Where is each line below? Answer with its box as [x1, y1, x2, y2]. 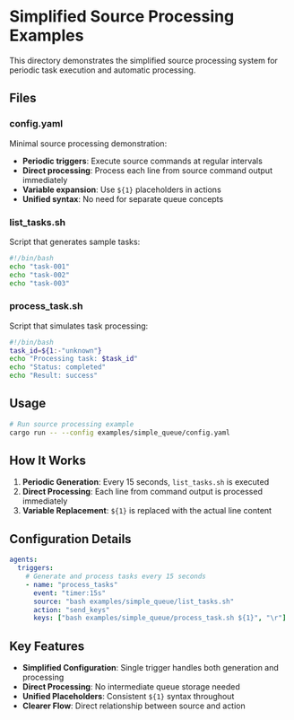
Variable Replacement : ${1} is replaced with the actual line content [22, 505, 272, 516]
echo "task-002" [9, 270, 70, 279]
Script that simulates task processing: [9, 320, 149, 331]
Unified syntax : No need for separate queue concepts [22, 193, 224, 204]
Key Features [9, 638, 85, 654]
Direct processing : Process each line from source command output [22, 164, 273, 176]
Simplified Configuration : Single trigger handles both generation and [22, 663, 280, 673]
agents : [9, 555, 39, 565]
